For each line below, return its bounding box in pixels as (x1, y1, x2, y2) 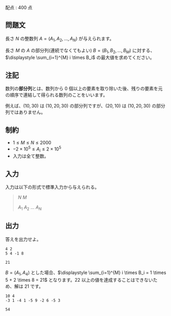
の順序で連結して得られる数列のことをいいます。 (5, 92, 108, 98)
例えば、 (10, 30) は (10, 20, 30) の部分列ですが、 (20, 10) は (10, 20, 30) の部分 (5, 103, 165, 109)
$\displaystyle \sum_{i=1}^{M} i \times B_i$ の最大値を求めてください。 (5, 54, 155, 60)
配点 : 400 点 (5, 5, 33, 10)
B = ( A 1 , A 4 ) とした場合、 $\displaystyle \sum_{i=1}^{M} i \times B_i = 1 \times (5, 269, 166, 277)
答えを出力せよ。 (5, 236, 41, 242)
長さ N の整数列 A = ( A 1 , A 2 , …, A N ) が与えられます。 (5, 35, 114, 43)
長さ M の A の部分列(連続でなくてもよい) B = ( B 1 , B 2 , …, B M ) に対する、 (5, 47, 155, 55)
